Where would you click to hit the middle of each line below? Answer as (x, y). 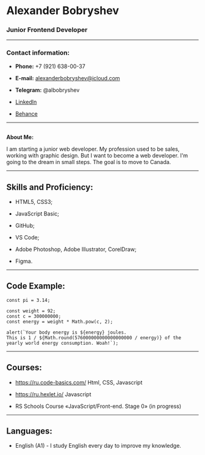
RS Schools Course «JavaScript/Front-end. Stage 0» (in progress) (98, 406)
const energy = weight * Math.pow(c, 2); (60, 322)
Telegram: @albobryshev (47, 90)
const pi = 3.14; (28, 300)
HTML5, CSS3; (34, 201)
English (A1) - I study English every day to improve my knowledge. (98, 446)
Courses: (24, 368)
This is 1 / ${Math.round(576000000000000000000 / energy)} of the (94, 337)
